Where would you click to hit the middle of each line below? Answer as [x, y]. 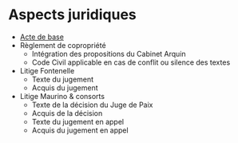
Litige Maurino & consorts [62, 96]
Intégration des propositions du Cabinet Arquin [109, 54]
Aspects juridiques [73, 15]
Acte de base [42, 37]
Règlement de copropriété [63, 45]
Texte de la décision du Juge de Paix [92, 105]
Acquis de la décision [67, 113]
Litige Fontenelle [47, 70]
